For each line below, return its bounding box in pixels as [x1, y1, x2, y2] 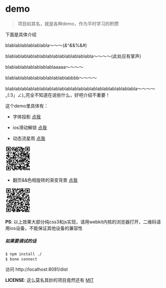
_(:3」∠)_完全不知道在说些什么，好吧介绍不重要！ [5, 92, 110, 98]
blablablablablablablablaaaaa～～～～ [5, 64, 84, 70]
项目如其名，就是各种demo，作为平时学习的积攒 [17, 20, 119, 27]
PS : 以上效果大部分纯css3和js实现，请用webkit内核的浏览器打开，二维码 [5, 219, 157, 225]
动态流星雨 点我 [12, 135, 46, 141]
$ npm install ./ [5, 251, 42, 256]
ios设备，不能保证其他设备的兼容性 [9, 225, 83, 231]
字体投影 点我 [12, 113, 41, 120]
